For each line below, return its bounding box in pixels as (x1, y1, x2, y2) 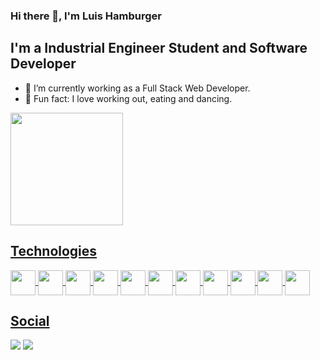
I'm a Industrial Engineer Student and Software (10, 40, 308, 57)
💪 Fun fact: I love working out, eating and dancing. (24, 92, 233, 104)
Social (10, 312, 50, 329)
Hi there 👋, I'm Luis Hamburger (10, 9, 162, 23)
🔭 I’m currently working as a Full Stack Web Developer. (24, 82, 251, 94)
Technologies (10, 243, 98, 260)
